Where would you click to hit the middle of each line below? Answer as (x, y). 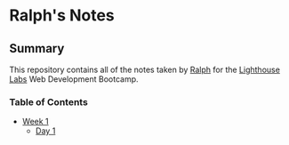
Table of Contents (49, 101)
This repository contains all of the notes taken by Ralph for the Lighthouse (144, 69)
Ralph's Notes (62, 16)
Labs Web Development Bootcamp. (74, 79)
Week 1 (35, 122)
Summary (37, 48)
